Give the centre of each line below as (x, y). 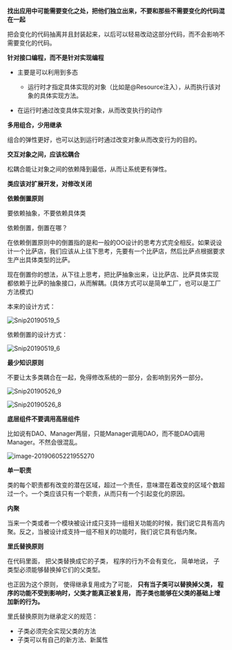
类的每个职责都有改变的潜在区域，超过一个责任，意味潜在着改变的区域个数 (113, 485)
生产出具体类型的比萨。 (40, 260)
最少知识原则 (25, 363)
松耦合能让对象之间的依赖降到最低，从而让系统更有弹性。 (89, 169)
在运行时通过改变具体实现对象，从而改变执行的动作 (90, 110)
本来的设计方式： (31, 306)
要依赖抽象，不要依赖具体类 (47, 213)
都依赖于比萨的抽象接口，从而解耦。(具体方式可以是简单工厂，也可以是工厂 (114, 283)
